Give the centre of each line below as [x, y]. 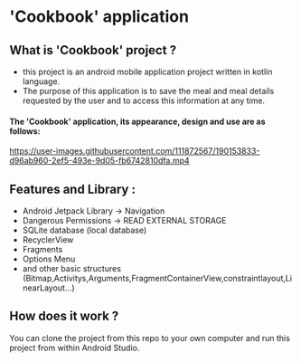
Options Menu [49, 259]
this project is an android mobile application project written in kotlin [147, 71]
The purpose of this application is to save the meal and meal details [148, 91]
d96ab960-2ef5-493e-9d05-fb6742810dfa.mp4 [99, 161]
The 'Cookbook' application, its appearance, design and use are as [137, 121]
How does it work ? [64, 316]
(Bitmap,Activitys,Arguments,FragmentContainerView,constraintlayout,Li [157, 279]
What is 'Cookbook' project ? [93, 50]
